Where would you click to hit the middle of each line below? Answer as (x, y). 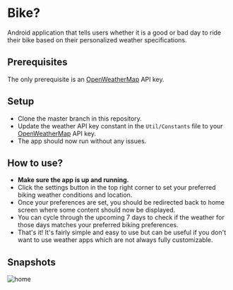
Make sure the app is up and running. (73, 180)
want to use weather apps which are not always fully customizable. (115, 240)
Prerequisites (37, 62)
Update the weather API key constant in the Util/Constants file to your (120, 126)
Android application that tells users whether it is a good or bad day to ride (114, 32)
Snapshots (32, 262)
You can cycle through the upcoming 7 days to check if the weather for (121, 217)
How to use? (35, 163)
